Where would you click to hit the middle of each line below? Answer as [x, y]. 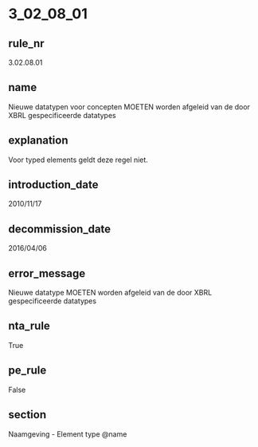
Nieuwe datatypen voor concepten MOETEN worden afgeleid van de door [129, 107]
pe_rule [27, 371]
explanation [38, 140]
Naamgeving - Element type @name [68, 434]
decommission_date [60, 229]
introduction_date [53, 185]
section [27, 415]
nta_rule [29, 326]
